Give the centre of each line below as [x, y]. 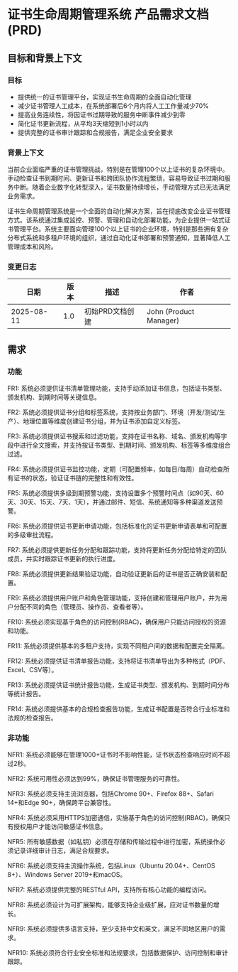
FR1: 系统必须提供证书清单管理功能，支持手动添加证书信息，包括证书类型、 [117, 389]
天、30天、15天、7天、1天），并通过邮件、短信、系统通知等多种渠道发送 [112, 502]
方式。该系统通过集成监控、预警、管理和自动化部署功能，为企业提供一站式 [116, 220]
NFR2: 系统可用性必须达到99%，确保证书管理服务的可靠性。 [96, 779]
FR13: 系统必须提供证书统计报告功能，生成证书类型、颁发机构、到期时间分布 [119, 685]
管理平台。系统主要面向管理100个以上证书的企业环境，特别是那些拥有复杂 [121, 229]
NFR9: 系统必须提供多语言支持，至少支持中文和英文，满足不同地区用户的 [113, 929]
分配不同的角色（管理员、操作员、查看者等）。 [80, 607]
